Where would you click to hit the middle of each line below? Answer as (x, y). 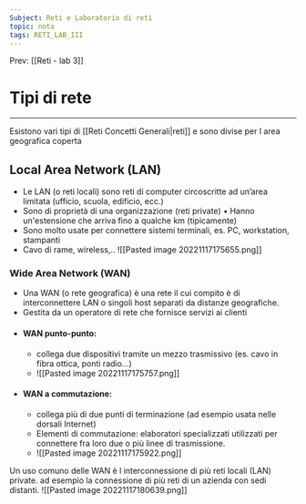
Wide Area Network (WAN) (70, 273)
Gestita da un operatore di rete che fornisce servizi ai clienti (135, 313)
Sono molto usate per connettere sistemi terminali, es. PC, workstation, (156, 231)
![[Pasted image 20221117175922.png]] (109, 453)
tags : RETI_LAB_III (46, 35)
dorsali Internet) (66, 424)
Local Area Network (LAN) (86, 170)
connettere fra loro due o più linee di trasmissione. (131, 443)
